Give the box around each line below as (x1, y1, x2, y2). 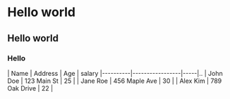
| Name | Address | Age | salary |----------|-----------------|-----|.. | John (7, 69, 224, 77)
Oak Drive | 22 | (7, 84, 54, 92)
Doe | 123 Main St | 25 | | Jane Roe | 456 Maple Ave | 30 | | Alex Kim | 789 (7, 77, 222, 85)
